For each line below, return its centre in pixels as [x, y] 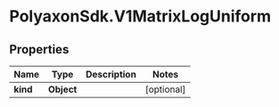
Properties [39, 49]
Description [111, 74]
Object [62, 89]
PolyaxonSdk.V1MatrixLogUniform [140, 16]
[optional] [165, 89]
